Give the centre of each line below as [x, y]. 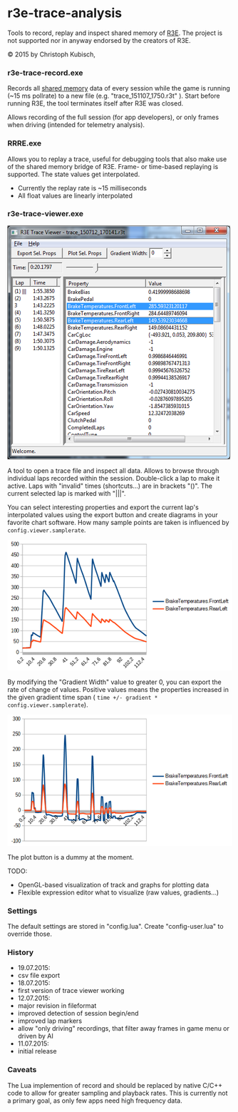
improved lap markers [50, 1021]
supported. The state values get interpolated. [74, 174]
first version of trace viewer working [71, 991]
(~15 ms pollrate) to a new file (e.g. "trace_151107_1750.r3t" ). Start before [114, 96]
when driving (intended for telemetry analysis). [76, 125]
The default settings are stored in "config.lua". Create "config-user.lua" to [115, 927]
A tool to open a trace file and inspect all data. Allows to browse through [113, 470]
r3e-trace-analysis [65, 13]
